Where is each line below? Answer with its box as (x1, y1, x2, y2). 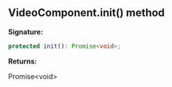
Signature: (8, 27, 43, 36)
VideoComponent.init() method (8, 6, 165, 20)
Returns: (8, 56, 38, 66)
